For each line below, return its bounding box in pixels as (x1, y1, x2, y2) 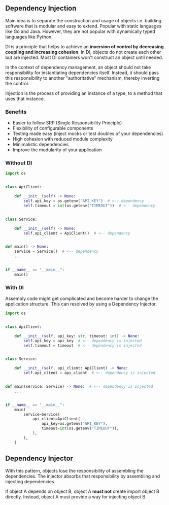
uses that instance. (5, 95, 45, 102)
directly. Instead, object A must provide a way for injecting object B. (5, 493, 147, 499)
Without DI (5, 159, 32, 166)
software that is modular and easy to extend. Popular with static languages (5, 23, 162, 29)
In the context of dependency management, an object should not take (5, 64, 151, 70)
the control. (5, 80, 29, 86)
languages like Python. (5, 33, 53, 40)
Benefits (5, 108, 27, 115)
